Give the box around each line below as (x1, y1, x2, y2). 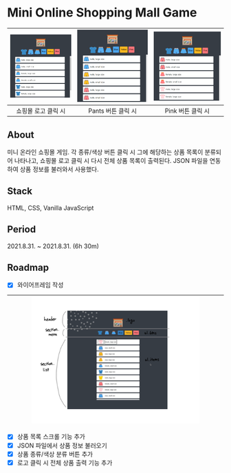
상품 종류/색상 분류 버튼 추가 (16, 450, 93, 458)
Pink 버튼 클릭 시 (164, 107, 210, 115)
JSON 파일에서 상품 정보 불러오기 (16, 441, 108, 450)
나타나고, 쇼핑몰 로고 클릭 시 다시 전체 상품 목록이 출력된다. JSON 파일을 (14, 156, 208, 164)
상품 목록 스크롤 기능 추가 (16, 432, 86, 441)
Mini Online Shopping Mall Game (7, 5, 197, 21)
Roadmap (7, 262, 49, 273)
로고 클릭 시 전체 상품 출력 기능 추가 (16, 459, 113, 467)
